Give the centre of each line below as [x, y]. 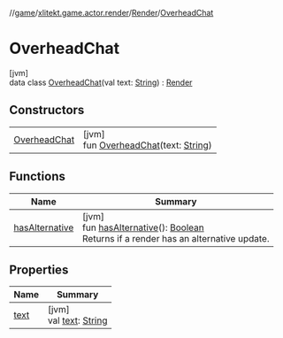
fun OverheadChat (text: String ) [147, 145]
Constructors [47, 110]
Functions [38, 177]
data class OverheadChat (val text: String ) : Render [101, 82]
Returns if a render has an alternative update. [176, 238]
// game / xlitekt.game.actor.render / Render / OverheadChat [111, 13]
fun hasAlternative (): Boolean [144, 227]
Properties [39, 269]
